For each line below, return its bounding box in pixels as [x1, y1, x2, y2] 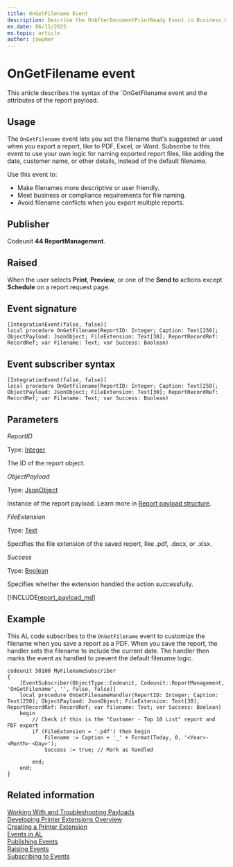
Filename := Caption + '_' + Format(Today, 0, [44, 734, 182, 741]
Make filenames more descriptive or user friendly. [17, 183, 160, 191]
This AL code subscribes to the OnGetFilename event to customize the [7, 632, 205, 640]
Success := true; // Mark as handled [44, 746, 154, 753]
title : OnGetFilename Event [7, 10, 89, 17]
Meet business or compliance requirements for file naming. [17, 191, 187, 199]
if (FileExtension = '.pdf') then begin [32, 728, 150, 735]
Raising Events [7, 844, 50, 853]
